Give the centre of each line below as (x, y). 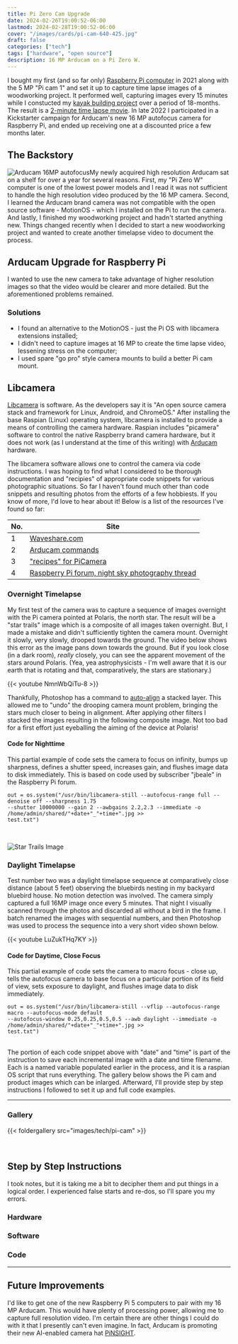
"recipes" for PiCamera (68, 562)
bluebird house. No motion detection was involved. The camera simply (110, 896)
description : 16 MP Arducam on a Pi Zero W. (74, 60)
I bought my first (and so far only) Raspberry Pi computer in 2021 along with (118, 80)
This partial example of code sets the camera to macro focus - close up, (113, 971)
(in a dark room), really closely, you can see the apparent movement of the (116, 655)
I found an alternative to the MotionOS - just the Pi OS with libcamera (118, 328)
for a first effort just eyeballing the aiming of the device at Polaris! (103, 728)
